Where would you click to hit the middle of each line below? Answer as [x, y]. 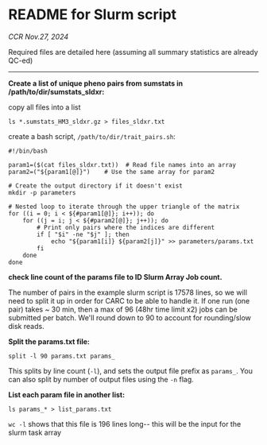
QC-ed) [21, 60]
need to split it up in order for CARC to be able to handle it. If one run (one [129, 300]
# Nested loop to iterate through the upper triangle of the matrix [124, 207]
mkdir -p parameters [43, 192]
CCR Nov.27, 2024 [39, 37]
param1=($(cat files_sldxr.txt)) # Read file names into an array [122, 164]
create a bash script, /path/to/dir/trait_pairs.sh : [92, 136]
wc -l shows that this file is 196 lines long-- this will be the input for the [125, 424]
